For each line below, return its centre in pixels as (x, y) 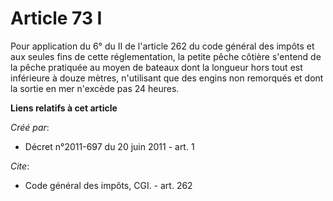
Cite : (20, 166)
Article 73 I (56, 18)
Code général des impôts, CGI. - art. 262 (108, 185)
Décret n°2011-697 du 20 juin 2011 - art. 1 (109, 146)
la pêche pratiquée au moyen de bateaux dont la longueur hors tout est (156, 67)
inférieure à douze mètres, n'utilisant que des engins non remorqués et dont (167, 78)
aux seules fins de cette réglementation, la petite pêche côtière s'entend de (166, 56)
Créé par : (30, 127)
